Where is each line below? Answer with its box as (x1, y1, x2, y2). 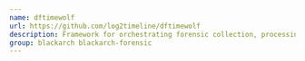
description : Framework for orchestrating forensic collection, (9, 30, 258, 39)
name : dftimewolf (9, 13, 75, 22)
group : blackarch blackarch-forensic (9, 38, 152, 48)
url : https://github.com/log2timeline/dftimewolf (9, 22, 202, 30)
